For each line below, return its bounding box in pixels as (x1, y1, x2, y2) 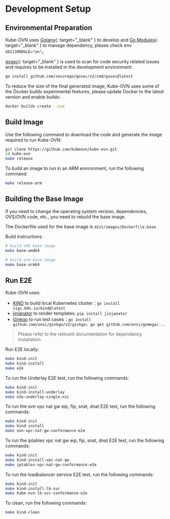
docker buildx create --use (5, 103, 65, 109)
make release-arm (5, 180, 42, 186)
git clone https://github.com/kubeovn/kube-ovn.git (5, 146, 117, 152)
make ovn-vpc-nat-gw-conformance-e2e (5, 428, 86, 433)
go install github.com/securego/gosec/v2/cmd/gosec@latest (5, 74, 133, 79)
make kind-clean (5, 510, 40, 515)
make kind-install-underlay (5, 390, 65, 395)
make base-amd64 (5, 248, 40, 253)
